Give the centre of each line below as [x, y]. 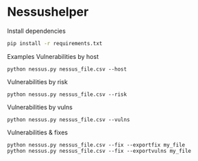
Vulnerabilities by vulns [40, 107]
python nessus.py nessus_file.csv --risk [67, 94]
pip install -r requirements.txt [55, 43]
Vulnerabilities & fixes [38, 132]
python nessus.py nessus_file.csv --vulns [69, 120]
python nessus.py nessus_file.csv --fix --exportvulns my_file [99, 151]
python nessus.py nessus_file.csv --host [67, 69]
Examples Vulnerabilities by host [53, 56]
